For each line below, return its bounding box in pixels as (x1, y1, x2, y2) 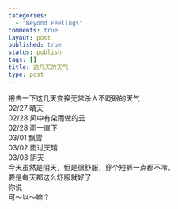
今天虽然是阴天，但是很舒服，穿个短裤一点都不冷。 (8, 162, 175, 172)
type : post (8, 70, 44, 78)
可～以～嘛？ (8, 192, 50, 202)
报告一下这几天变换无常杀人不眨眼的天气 (8, 93, 140, 103)
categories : (8, 11, 47, 20)
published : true (8, 41, 62, 49)
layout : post (8, 33, 51, 42)
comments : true (8, 26, 59, 34)
